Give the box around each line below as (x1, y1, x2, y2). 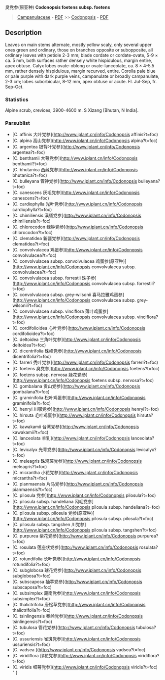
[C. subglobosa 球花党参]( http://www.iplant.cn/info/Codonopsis (12, 567, 141, 573)
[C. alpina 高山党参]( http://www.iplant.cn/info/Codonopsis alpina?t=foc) (12, 138, 158, 144)
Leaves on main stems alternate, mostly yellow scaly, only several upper (5, 42, 152, 48)
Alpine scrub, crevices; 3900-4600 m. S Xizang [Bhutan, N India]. (5, 107, 139, 113)
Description (5, 29, 42, 37)
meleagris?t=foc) (12, 464, 47, 470)
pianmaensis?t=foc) (12, 486, 53, 492)
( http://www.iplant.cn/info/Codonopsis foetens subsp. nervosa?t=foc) (12, 378, 154, 384)
